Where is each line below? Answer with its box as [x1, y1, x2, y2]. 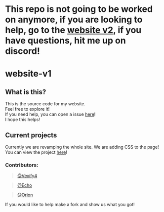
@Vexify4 [17, 173, 38, 179]
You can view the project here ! [5, 149, 68, 155]
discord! [5, 45, 41, 57]
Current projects [5, 131, 57, 139]
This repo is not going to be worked [5, 3, 153, 15]
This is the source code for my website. [5, 101, 85, 107]
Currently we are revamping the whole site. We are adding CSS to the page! [5, 144, 159, 150]
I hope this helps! [5, 117, 41, 123]
